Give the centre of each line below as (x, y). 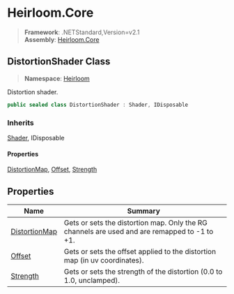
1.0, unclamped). (92, 280)
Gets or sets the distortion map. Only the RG (135, 223)
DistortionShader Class (59, 62)
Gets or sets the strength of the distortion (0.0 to (143, 272)
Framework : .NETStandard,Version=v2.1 (82, 32)
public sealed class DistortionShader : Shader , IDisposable (98, 105)
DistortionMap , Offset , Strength (52, 170)
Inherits (21, 122)
